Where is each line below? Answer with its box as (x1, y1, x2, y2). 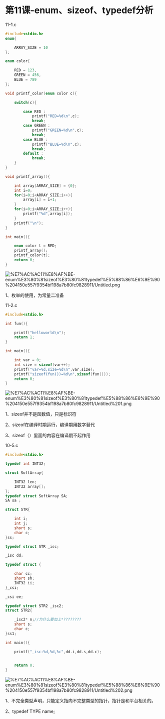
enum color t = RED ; (14, 243, 57, 249)
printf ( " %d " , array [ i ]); (23, 212, 72, 217)
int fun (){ (5, 321, 28, 326)
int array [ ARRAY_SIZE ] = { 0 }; (14, 183, 77, 188)
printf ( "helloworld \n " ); (14, 330, 66, 335)
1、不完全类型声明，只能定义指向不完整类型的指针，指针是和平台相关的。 (5, 698, 156, 704)
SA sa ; (5, 498, 21, 503)
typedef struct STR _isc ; (5, 544, 59, 549)
